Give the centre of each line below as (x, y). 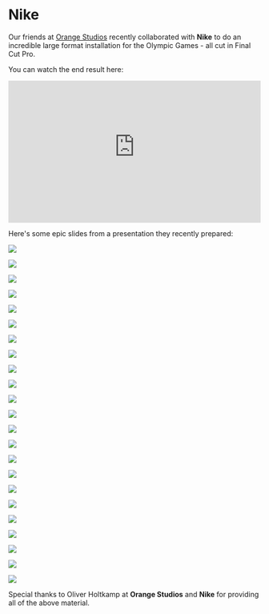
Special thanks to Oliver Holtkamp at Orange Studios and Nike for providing (134, 595)
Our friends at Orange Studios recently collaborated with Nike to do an (125, 37)
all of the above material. (49, 603)
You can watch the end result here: (66, 69)
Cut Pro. (22, 54)
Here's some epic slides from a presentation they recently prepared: (121, 234)
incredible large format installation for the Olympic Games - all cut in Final (130, 45)
